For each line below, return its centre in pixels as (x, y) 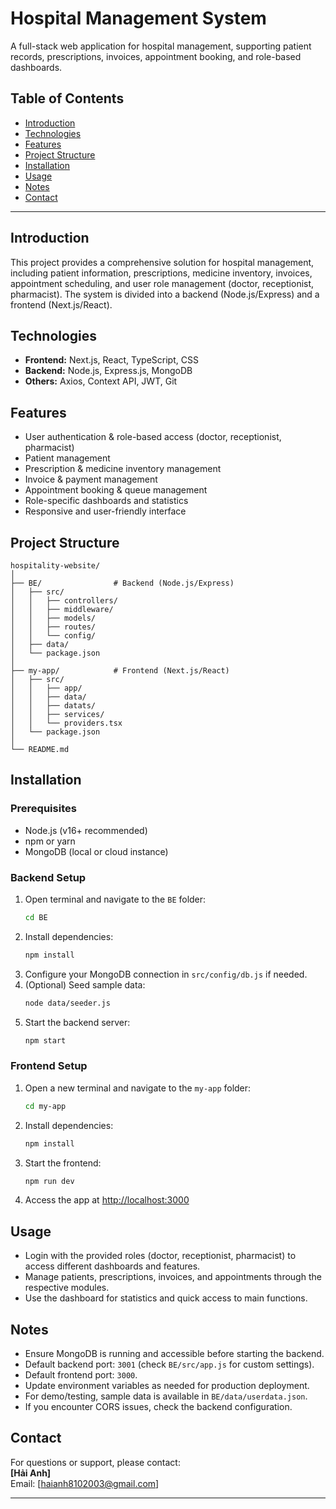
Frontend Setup (49, 1066)
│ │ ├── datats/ (53, 706)
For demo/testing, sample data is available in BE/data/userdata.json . (166, 1396)
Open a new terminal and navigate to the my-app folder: (138, 1088)
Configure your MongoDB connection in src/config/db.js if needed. (166, 974)
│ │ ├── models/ (53, 618)
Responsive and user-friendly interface (105, 511)
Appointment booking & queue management (116, 490)
